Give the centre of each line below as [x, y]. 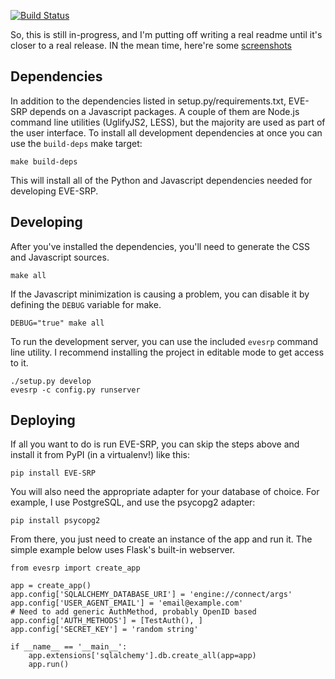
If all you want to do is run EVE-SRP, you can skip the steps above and [155, 444]
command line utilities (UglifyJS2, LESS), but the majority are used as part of [168, 122]
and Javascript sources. [60, 257]
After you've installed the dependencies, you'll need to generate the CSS [160, 246]
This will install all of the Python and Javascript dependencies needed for [161, 180]
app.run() [49, 665]
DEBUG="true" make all [57, 323]
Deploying [43, 420]
